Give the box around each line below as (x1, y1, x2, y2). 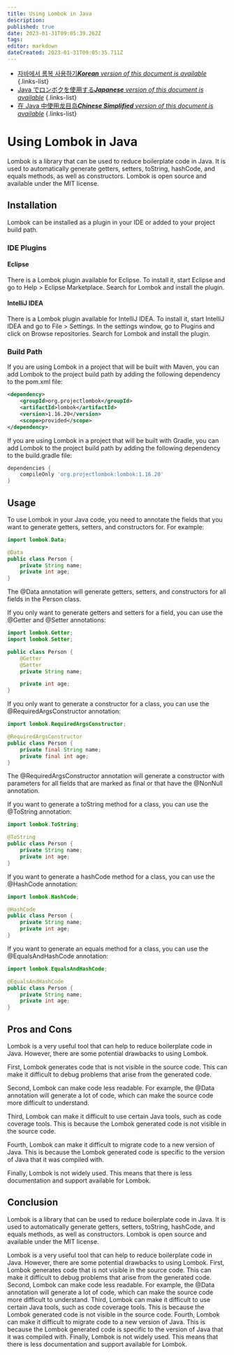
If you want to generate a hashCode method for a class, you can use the (7, 872, 215, 881)
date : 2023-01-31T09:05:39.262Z (7, 29, 101, 37)
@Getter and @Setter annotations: (7, 616, 106, 624)
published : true (7, 23, 54, 30)
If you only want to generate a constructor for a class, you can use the (7, 700, 210, 708)
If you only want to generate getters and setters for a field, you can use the (7, 608, 224, 617)
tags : (7, 36, 23, 43)
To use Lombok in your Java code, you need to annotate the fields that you (7, 515, 224, 524)
